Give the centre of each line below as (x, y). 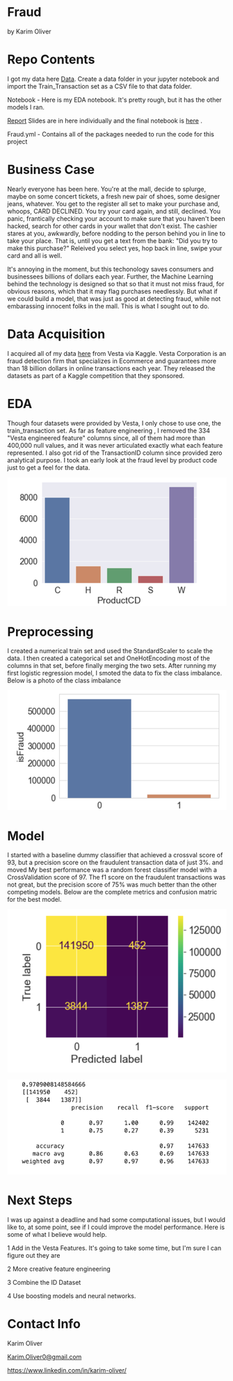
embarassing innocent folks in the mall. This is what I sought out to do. (109, 306)
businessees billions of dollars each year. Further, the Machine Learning (110, 276)
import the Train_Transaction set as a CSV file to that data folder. (100, 86)
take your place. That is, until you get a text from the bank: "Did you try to (112, 240)
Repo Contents (51, 60)
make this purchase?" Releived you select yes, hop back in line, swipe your (115, 248)
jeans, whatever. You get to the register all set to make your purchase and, (114, 203)
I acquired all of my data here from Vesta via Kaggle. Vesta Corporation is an (117, 353)
